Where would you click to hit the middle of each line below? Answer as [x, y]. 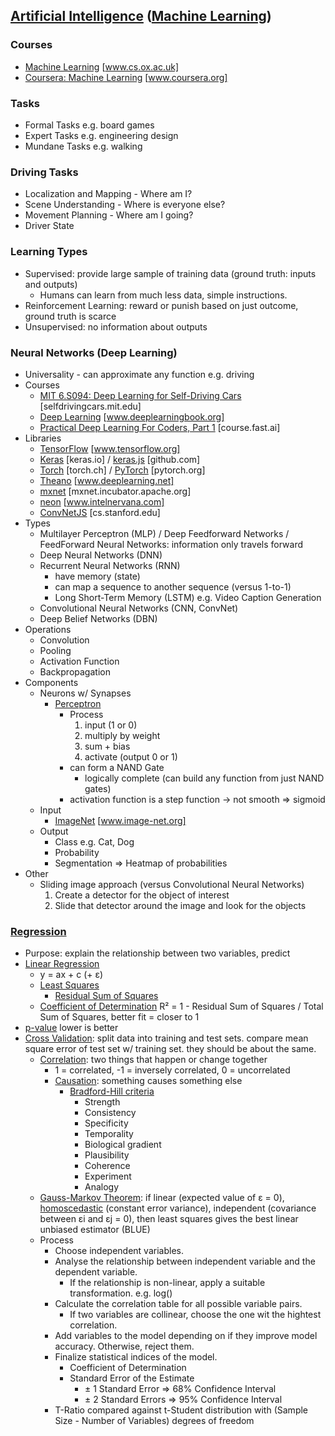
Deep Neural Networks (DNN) [101, 555]
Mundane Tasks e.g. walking [83, 146]
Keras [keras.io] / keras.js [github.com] [120, 459]
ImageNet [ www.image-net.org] [120, 820]
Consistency [110, 1113]
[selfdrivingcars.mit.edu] [90, 406]
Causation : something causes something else [148, 1081]
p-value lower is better [71, 1028]
